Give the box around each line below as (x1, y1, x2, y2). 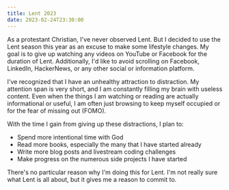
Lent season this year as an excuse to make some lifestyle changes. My (7, 42, 210, 51)
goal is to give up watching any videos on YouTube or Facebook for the (7, 49, 207, 58)
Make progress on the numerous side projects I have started (16, 154, 187, 163)
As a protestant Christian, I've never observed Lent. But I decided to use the (7, 35, 221, 43)
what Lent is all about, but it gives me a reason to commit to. (7, 175, 177, 183)
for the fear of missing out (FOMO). (7, 107, 107, 115)
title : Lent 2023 (7, 10, 57, 17)
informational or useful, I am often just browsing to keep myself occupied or (7, 99, 221, 107)
